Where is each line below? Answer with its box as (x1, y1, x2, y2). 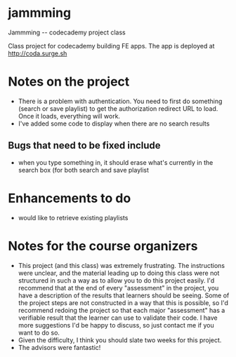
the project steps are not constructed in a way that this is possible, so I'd (18, 298, 229, 307)
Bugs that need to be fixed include (8, 140, 161, 151)
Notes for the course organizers (8, 238, 198, 254)
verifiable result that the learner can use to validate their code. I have (18, 314, 218, 322)
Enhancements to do (8, 190, 131, 206)
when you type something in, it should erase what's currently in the (18, 158, 214, 166)
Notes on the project (8, 74, 130, 90)
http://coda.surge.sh (8, 49, 67, 58)
